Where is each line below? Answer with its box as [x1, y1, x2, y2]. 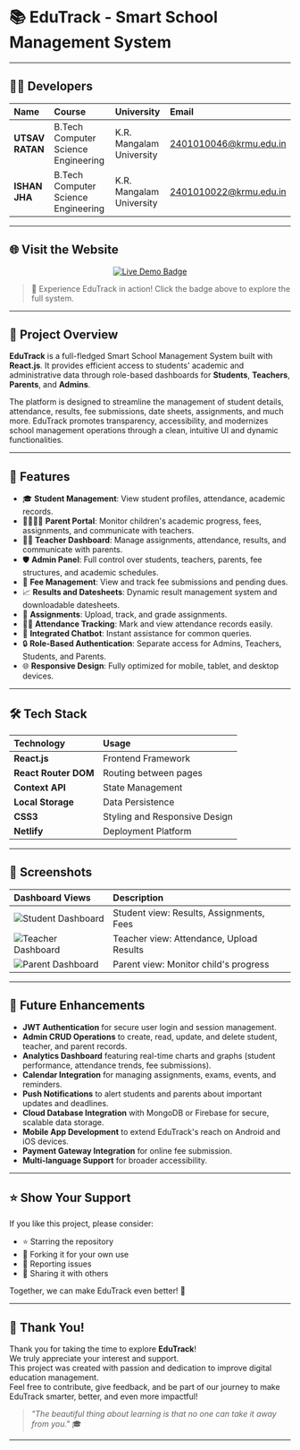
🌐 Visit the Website [9, 243, 119, 258]
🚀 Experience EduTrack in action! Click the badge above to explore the [30, 283, 291, 294]
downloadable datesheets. [21, 600, 121, 610]
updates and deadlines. [21, 1097, 109, 1108]
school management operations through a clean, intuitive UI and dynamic [9, 425, 279, 436]
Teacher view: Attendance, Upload [112, 932, 258, 944]
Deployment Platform [102, 825, 192, 837]
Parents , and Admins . [9, 380, 91, 390]
